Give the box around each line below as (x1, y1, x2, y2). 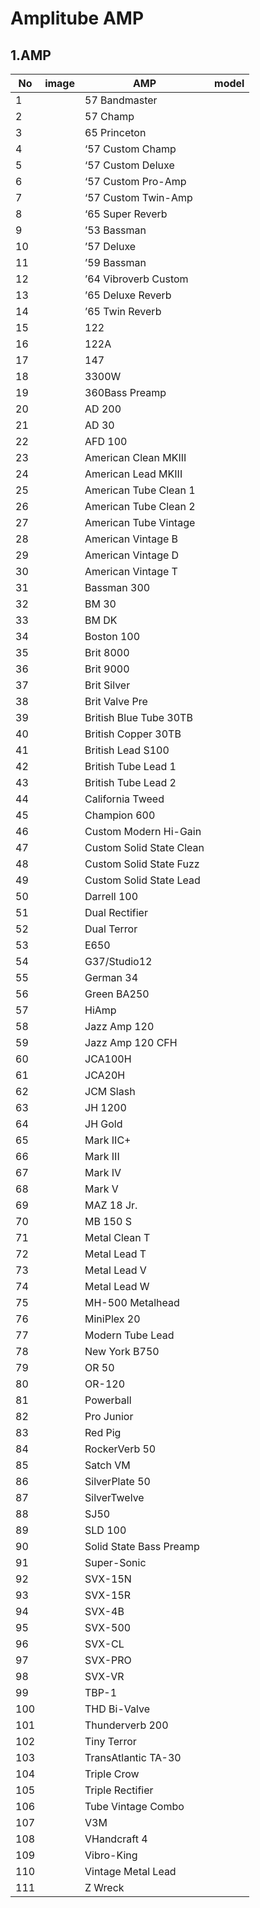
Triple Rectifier (84, 1783, 154, 1797)
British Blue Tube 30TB (84, 711, 193, 724)
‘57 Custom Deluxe (84, 158, 175, 172)
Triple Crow (84, 1767, 140, 1781)
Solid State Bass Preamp (84, 1540, 200, 1553)
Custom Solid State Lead (84, 873, 201, 887)
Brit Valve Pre (84, 695, 148, 708)
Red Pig (84, 1426, 122, 1439)
